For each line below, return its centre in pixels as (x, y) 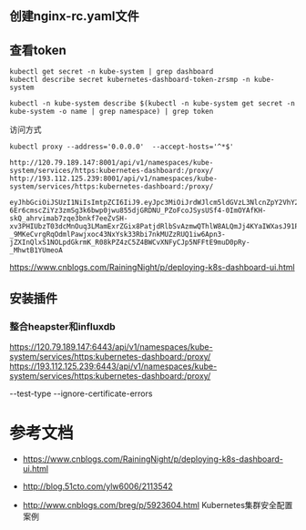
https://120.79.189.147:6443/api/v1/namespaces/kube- (111, 347)
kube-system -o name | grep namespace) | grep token (112, 112)
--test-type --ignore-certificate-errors (81, 393)
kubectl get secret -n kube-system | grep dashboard (112, 72)
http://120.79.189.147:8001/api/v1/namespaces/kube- (112, 163)
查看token (38, 50)
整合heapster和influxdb (62, 326)
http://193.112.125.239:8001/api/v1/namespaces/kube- (114, 179)
